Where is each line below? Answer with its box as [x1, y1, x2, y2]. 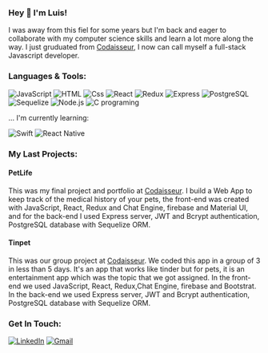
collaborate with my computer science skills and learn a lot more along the [8, 34, 254, 43]
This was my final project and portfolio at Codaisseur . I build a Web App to [8, 185, 253, 195]
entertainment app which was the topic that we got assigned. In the [8, 272, 230, 282]
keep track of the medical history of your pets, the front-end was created [8, 194, 250, 204]
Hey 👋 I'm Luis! [8, 7, 68, 18]
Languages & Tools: [8, 71, 86, 82]
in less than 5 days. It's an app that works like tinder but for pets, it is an [8, 264, 246, 274]
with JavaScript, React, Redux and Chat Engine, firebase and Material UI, [8, 203, 249, 212]
